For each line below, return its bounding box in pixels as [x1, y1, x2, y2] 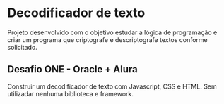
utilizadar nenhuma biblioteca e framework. [7, 89, 134, 98]
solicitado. [7, 43, 37, 51]
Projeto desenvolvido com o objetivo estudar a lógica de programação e [7, 28, 218, 37]
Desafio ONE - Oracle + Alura [7, 63, 138, 75]
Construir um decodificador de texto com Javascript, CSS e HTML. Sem [7, 82, 217, 91]
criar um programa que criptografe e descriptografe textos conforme [7, 35, 208, 44]
